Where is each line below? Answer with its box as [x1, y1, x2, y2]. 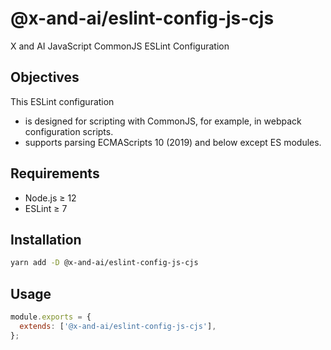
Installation [10, 231, 82, 248]
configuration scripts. [24, 125, 114, 137]
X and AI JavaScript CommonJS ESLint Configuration [10, 40, 230, 52]
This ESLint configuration [10, 95, 115, 107]
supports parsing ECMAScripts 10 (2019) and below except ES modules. [24, 136, 322, 148]
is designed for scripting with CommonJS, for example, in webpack [24, 115, 302, 127]
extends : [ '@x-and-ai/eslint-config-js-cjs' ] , [19, 321, 217, 331]
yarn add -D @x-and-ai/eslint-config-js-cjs [10, 258, 199, 268]
